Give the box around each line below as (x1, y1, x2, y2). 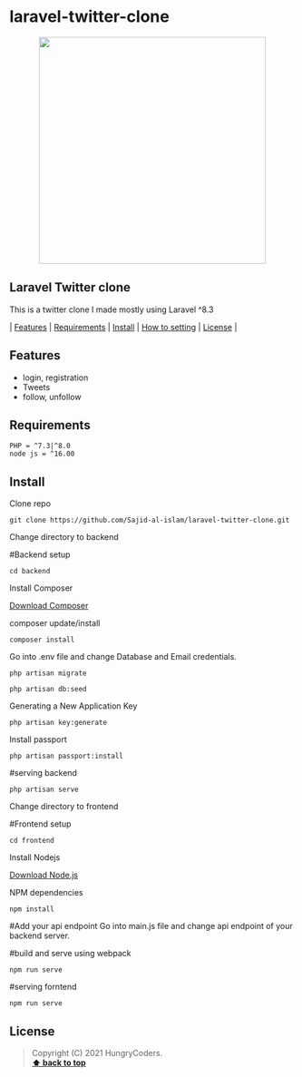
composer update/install (9, 618, 101, 629)
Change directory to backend (9, 532, 120, 543)
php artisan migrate (9, 669, 88, 678)
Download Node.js (9, 869, 79, 881)
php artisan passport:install (9, 751, 124, 761)
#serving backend (9, 768, 77, 778)
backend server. (9, 930, 71, 941)
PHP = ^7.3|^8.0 (9, 442, 71, 451)
